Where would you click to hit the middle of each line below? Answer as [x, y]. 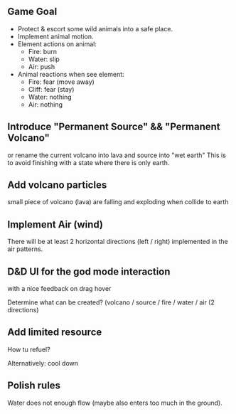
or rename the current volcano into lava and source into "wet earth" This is [117, 155]
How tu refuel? [29, 349]
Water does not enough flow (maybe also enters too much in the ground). [115, 403]
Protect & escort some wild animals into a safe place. [95, 28]
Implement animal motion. [55, 36]
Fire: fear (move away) [61, 82]
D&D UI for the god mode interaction [89, 271]
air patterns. [25, 249]
